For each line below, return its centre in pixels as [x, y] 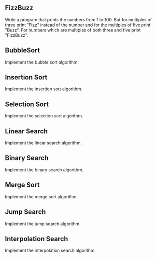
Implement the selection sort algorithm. [44, 116]
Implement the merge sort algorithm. [42, 196]
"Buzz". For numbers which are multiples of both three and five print [73, 30]
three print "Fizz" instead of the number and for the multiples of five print [78, 25]
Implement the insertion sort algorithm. [44, 89]
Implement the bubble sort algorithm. [42, 62]
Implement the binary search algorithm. [44, 170]
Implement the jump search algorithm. [43, 224]
